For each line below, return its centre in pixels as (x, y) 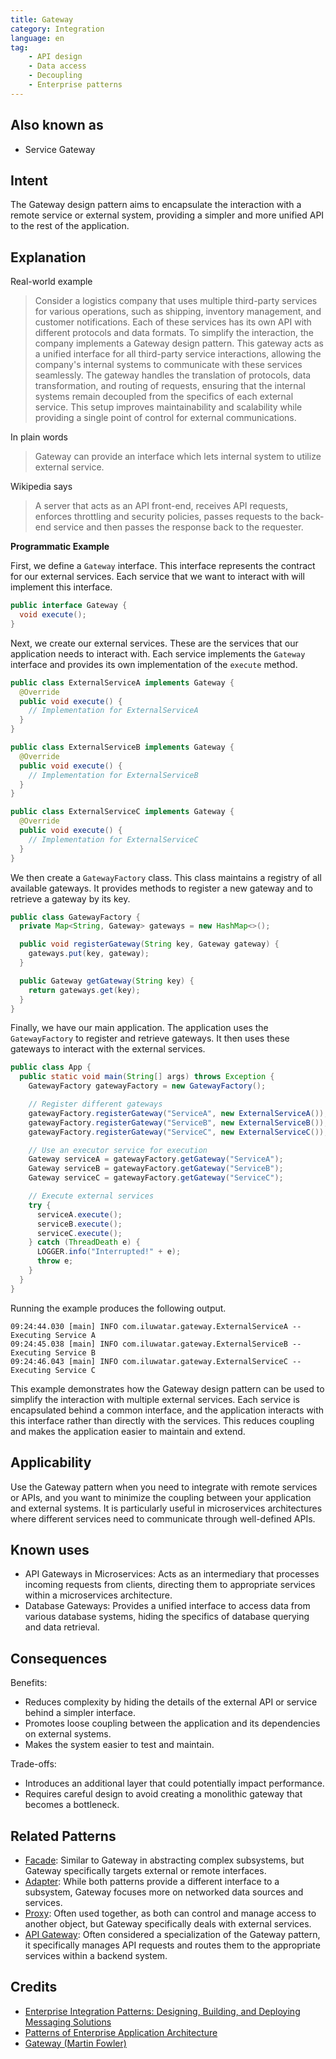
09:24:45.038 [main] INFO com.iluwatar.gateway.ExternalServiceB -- (156, 1344)
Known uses (50, 1549)
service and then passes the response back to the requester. (178, 527)
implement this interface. (61, 587)
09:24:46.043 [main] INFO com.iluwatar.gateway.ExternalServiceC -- (156, 1361)
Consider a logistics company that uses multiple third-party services (176, 301)
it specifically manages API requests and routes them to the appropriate (172, 1945)
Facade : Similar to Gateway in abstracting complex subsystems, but (164, 1860)
